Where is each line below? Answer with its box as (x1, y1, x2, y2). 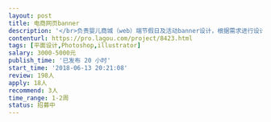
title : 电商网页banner (8, 19, 80, 27)
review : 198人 (8, 71, 55, 79)
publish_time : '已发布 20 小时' (8, 57, 111, 65)
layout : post (8, 11, 52, 20)
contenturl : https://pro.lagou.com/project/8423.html (8, 34, 194, 43)
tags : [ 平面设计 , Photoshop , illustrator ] (8, 42, 141, 50)
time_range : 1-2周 (8, 94, 69, 102)
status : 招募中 (8, 101, 56, 109)
